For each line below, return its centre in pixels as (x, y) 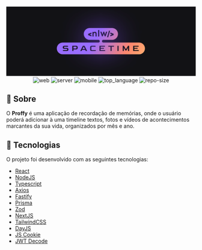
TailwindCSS (31, 222)
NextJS (24, 216)
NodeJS (25, 177)
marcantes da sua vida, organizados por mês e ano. (70, 126)
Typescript (28, 184)
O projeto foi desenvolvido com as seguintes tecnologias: (77, 159)
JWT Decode (31, 241)
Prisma (24, 203)
